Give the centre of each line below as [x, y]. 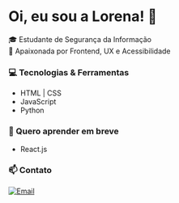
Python [32, 110]
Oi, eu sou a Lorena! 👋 [83, 17]
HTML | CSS [41, 93]
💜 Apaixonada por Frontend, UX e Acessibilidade [90, 51]
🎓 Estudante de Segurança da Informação [80, 39]
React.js [34, 149]
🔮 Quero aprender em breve [64, 131]
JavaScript [38, 102]
